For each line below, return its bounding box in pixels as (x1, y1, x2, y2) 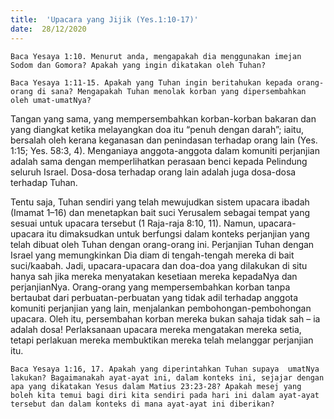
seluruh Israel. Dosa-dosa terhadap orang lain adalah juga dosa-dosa (10, 166, 297, 178)
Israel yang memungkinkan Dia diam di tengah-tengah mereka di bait (10, 249, 295, 261)
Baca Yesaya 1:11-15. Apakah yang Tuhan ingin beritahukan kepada (10, 77, 293, 88)
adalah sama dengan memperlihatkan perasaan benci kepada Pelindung (10, 155, 308, 167)
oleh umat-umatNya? (10, 95, 92, 105)
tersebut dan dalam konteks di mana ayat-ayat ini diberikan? (10, 399, 275, 409)
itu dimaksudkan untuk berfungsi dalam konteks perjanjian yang (46, 227, 310, 240)
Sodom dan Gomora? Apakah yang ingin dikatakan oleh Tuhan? (10, 60, 267, 70)
